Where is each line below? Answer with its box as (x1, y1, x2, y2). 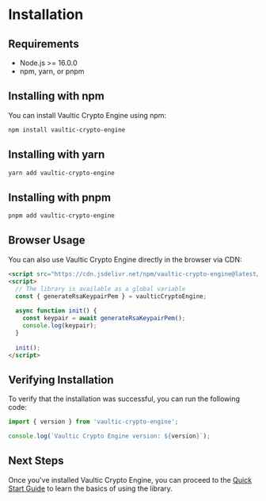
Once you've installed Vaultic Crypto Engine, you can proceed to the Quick (8, 475, 252, 484)
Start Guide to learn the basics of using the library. (8, 484, 173, 493)
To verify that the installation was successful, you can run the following (8, 394, 240, 403)
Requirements (8, 37, 79, 51)
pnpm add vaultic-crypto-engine (8, 212, 115, 220)
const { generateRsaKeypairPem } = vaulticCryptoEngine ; (15, 292, 207, 300)
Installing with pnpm (8, 190, 112, 204)
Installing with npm (8, 90, 104, 103)
